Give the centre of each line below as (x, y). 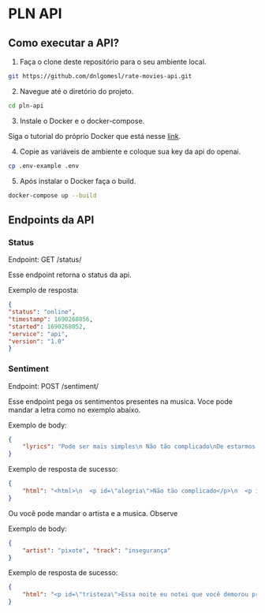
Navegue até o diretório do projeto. (77, 91)
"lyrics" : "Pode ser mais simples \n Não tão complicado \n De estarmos (139, 447)
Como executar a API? (64, 43)
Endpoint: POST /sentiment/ (54, 386)
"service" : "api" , (38, 334)
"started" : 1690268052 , (47, 327)
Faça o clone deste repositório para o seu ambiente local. (113, 62)
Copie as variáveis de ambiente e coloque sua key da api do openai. (130, 151)
